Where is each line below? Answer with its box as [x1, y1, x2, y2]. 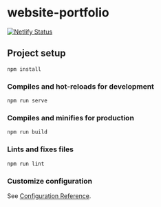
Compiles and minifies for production [7, 113, 134, 122]
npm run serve [7, 98, 48, 105]
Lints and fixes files [7, 144, 74, 154]
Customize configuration [7, 176, 93, 186]
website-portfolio [7, 5, 109, 21]
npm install [7, 65, 41, 73]
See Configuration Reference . [7, 191, 92, 200]
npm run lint [7, 160, 45, 167]
